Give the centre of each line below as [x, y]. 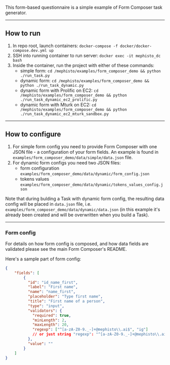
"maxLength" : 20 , [51, 325]
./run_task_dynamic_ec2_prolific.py [59, 99]
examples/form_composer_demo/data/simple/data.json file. [73, 157]
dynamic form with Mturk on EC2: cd [58, 105]
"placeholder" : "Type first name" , [65, 296]
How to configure [33, 134]
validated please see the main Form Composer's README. [66, 249]
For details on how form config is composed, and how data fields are [77, 244]
